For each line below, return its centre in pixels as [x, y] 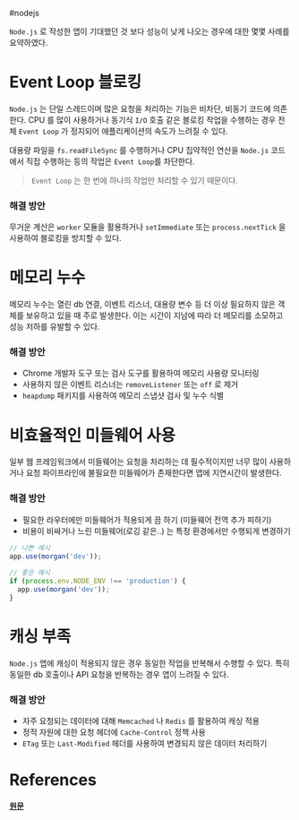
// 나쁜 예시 [30, 548]
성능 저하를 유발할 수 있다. [55, 327]
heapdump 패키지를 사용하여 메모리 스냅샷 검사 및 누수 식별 [123, 396]
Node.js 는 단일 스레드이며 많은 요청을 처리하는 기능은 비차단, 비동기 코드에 [140, 108]
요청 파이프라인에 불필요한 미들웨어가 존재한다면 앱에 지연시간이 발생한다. [154, 473]
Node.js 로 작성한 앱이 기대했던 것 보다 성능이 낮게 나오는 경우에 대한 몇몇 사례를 [149, 31]
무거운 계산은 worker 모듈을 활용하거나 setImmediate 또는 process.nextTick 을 [148, 227]
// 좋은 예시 [30, 573]
